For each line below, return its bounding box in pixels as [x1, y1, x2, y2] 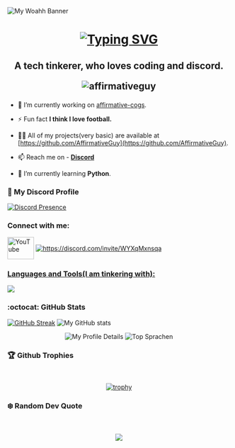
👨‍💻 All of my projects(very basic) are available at [17, 131, 160, 140]
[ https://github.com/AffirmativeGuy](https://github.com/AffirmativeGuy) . [17, 138, 229, 147]
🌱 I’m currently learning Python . [17, 169, 111, 177]
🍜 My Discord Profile [7, 186, 79, 196]
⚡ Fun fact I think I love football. [17, 114, 112, 123]
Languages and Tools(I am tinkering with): [7, 269, 156, 279]
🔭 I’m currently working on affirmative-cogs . [17, 100, 147, 109]
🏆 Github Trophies [7, 350, 74, 360]
